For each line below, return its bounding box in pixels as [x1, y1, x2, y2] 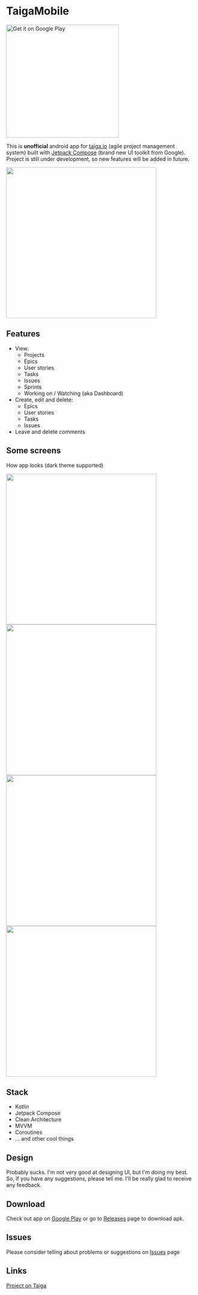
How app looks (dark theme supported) [6, 461, 104, 468]
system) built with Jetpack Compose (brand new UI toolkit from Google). [6, 149, 186, 156]
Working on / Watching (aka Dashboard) [23, 389, 124, 397]
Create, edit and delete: [14, 396, 74, 403]
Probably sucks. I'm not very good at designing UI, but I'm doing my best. [6, 1168, 188, 1176]
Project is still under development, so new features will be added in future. [6, 155, 190, 162]
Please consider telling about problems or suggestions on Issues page [6, 1248, 180, 1255]
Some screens [6, 446, 61, 456]
